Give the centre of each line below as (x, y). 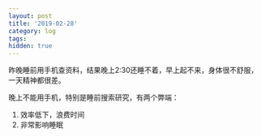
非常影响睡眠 (41, 125)
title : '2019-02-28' (43, 24)
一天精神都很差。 (37, 80)
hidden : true (30, 46)
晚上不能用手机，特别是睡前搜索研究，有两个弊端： (94, 97)
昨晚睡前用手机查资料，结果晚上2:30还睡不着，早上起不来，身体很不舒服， (133, 71)
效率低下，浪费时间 (52, 115)
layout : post (30, 16)
